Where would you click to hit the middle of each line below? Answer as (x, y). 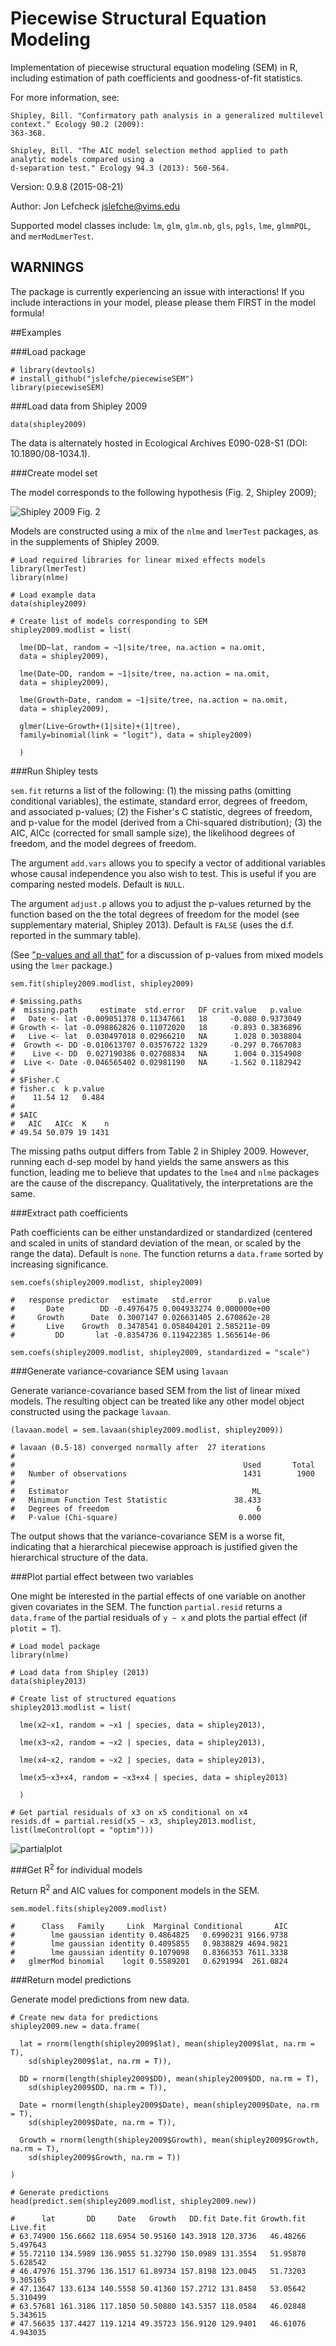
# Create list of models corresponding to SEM (109, 621)
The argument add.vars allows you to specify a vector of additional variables (168, 863)
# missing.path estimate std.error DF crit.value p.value (156, 1010)
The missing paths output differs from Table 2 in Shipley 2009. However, (159, 1151)
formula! (27, 313)
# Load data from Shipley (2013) (80, 1672)
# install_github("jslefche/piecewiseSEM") (102, 378)
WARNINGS (47, 267)
